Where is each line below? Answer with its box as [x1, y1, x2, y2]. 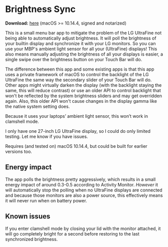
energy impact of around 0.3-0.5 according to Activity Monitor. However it [5, 181, 158, 187]
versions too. [5, 148, 33, 154]
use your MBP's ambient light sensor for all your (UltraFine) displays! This [5, 46, 157, 52]
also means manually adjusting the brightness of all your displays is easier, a [5, 51, 163, 57]
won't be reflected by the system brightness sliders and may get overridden [5, 93, 162, 99]
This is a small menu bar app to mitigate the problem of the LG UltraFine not [5, 30, 162, 36]
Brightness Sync [5, 4, 76, 15]
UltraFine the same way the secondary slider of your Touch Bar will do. [5, 77, 152, 83]
